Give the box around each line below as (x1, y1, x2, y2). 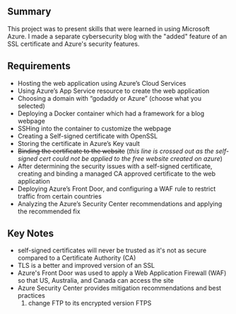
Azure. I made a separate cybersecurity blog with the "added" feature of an (7, 32, 228, 40)
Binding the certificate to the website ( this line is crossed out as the (17, 147, 214, 155)
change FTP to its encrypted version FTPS (28, 299, 152, 308)
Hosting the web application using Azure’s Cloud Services (17, 79, 187, 87)
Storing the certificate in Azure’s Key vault (17, 139, 140, 147)
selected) (17, 101, 46, 110)
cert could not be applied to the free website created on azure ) (39, 154, 223, 162)
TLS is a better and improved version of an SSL (17, 262, 155, 270)
